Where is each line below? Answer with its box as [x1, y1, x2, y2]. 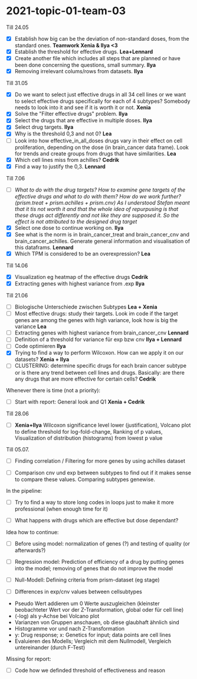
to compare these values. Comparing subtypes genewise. [14, 476, 155, 483]
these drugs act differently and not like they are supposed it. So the [14, 212, 179, 219]
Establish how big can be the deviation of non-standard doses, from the [14, 35, 190, 42]
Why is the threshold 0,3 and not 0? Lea [14, 130, 112, 137]
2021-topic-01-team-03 [6, 4, 126, 18]
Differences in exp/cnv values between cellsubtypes [14, 588, 143, 595]
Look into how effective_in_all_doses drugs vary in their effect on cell [14, 137, 183, 144]
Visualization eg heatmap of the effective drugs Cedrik [14, 273, 149, 280]
